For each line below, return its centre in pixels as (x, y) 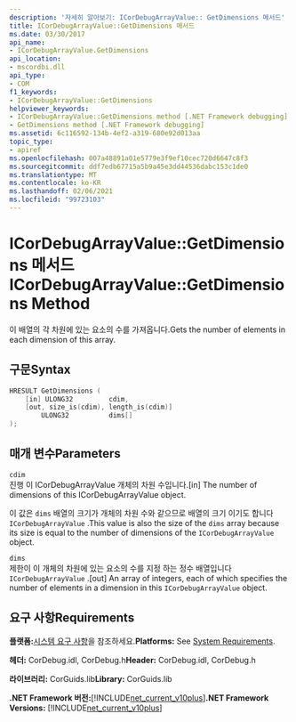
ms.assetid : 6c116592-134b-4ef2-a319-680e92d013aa (105, 134)
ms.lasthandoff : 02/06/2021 (61, 191)
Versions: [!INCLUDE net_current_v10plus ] (86, 708)
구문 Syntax (40, 370)
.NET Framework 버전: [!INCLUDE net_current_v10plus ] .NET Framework (139, 698)
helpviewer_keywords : (49, 109)
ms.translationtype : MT (53, 174)
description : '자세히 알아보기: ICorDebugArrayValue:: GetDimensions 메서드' (147, 17)
